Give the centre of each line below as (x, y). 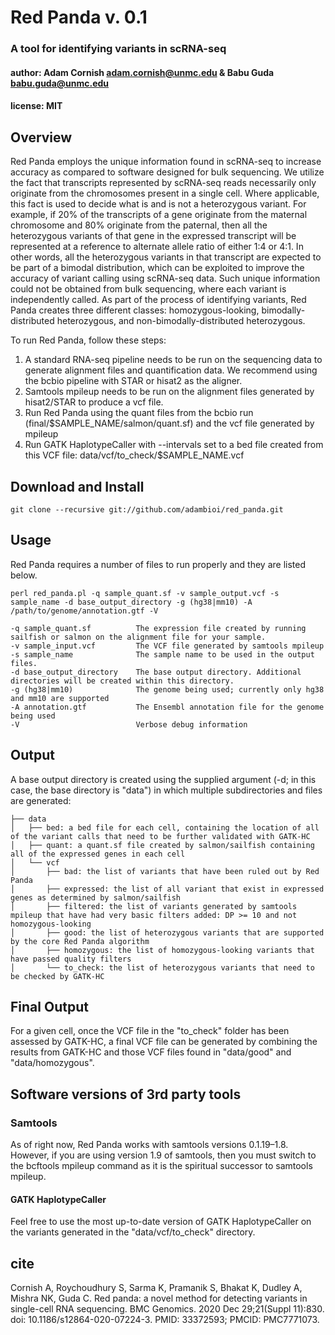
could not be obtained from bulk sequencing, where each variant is (148, 289)
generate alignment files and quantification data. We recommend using (171, 370)
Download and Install (77, 486)
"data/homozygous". (52, 1063)
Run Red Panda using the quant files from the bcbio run (139, 413)
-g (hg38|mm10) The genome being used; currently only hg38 (167, 689)
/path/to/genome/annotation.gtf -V (84, 611)
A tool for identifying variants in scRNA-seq (118, 49)
